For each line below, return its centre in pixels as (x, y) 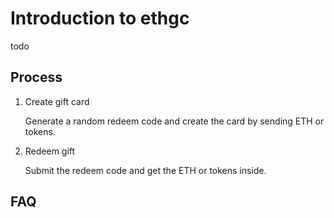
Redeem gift (50, 151)
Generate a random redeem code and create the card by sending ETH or (174, 121)
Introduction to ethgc (100, 18)
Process (36, 77)
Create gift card (57, 101)
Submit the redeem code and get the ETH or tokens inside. (145, 170)
